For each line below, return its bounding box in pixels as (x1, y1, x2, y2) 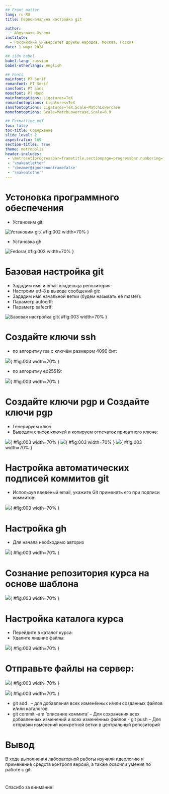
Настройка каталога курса (5, 613, 124, 624)
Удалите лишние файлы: (12, 635, 65, 641)
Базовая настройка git (5, 266, 104, 277)
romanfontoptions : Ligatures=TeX (5, 100, 75, 105)
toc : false (5, 123, 28, 128)
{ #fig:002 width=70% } (40, 228, 90, 234)
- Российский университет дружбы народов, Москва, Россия (10, 40, 134, 45)
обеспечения (5, 202, 64, 214)
